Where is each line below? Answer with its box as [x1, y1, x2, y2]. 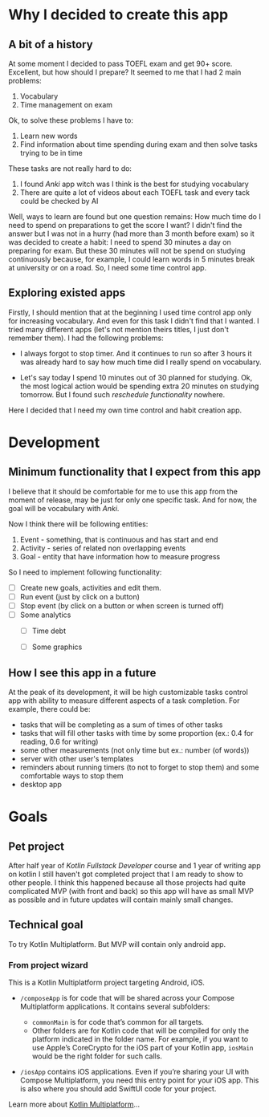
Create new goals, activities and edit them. [19, 583, 162, 592]
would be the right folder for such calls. [31, 1051, 163, 1061]
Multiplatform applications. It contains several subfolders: [19, 1001, 210, 1012]
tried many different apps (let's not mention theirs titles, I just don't [8, 324, 229, 334]
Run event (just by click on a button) [19, 591, 141, 601]
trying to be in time [19, 148, 83, 157]
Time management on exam [19, 100, 113, 109]
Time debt [31, 626, 67, 636]
